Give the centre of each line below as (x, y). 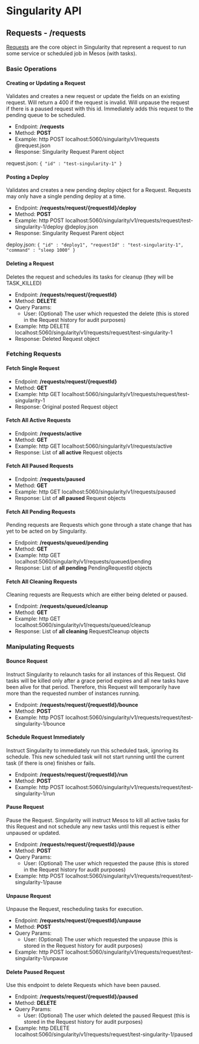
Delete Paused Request (36, 972)
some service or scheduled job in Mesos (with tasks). (72, 53)
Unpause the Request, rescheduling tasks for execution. (75, 909)
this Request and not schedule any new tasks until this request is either (93, 826)
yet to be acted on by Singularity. (47, 531)
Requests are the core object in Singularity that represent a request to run (96, 47)
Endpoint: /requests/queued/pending (61, 543)
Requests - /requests (46, 33)
